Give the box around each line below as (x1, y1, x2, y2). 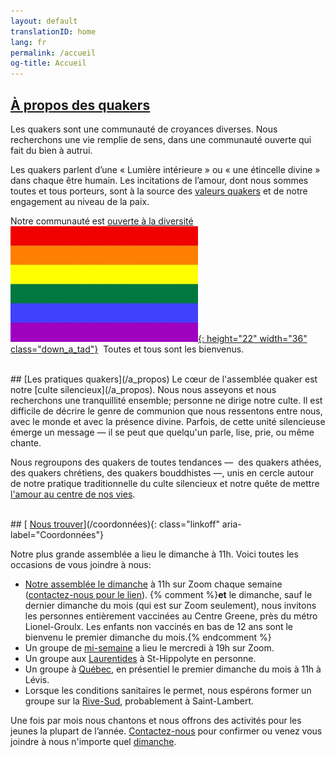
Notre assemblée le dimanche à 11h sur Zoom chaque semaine (24, 578, 283, 590)
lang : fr (10, 37, 47, 47)
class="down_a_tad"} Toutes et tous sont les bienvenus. (10, 343, 245, 355)
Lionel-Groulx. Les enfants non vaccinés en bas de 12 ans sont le (24, 620, 294, 632)
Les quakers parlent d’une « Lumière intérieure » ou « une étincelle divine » (10, 163, 321, 175)
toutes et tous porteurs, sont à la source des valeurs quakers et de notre (10, 185, 308, 197)
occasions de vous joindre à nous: (10, 558, 152, 570)
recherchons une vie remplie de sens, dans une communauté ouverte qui (10, 133, 312, 145)
